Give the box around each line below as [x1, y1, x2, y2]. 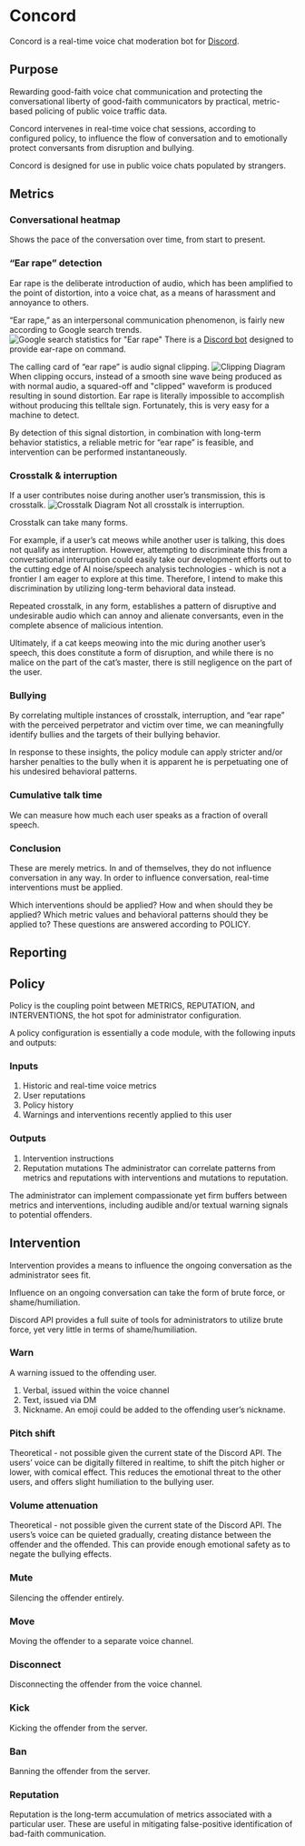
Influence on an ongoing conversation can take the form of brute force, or [9, 1287, 286, 1298]
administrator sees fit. [9, 1269, 92, 1280]
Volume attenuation [9, 1500, 98, 1512]
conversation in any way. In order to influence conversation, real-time [9, 872, 270, 883]
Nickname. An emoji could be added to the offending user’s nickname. [22, 1404, 286, 1415]
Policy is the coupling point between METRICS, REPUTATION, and [9, 1000, 256, 1011]
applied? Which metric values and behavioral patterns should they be [9, 908, 269, 919]
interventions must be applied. [9, 881, 123, 892]
